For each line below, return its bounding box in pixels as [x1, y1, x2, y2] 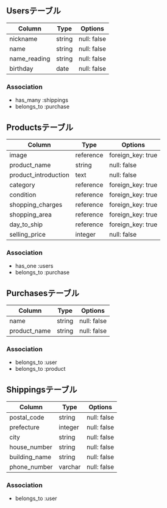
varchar [59, 463, 81, 471]
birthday [9, 64, 34, 73]
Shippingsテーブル [6, 384, 77, 395]
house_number [9, 443, 53, 451]
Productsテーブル [6, 122, 74, 132]
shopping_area [9, 210, 52, 218]
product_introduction [9, 170, 70, 179]
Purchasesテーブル [6, 288, 80, 298]
